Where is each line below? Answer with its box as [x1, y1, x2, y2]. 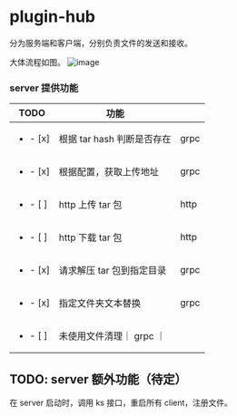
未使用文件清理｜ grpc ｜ [58, 330, 166, 343]
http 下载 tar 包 [58, 231, 123, 244]
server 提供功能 [9, 82, 79, 94]
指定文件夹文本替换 [58, 297, 142, 310]
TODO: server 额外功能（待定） [9, 372, 188, 387]
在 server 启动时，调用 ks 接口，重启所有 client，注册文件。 [9, 397, 233, 409]
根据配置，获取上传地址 [58, 166, 160, 179]
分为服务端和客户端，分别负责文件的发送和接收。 [9, 37, 193, 48]
